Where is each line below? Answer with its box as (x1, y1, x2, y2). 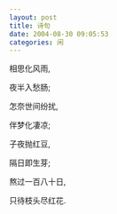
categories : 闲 (9, 37, 64, 47)
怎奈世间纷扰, (9, 101, 59, 112)
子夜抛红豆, (9, 139, 51, 149)
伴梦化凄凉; (9, 120, 51, 131)
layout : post (9, 12, 58, 22)
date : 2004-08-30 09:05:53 (9, 29, 109, 38)
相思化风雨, (9, 63, 51, 74)
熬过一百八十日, (9, 177, 66, 187)
